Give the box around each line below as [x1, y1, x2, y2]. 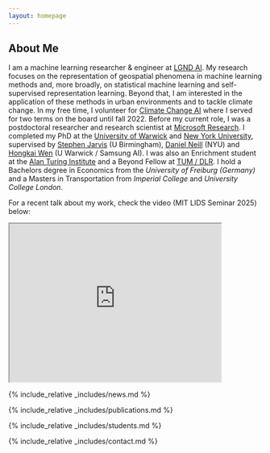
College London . [8, 183, 63, 192]
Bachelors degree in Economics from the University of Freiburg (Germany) [8, 166, 256, 175]
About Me [8, 42, 59, 56]
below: [8, 207, 31, 216]
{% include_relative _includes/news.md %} [8, 389, 151, 399]
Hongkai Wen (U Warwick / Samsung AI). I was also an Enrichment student [8, 148, 256, 158]
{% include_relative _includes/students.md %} [8, 421, 162, 430]
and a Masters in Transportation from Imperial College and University [8, 174, 239, 183]
